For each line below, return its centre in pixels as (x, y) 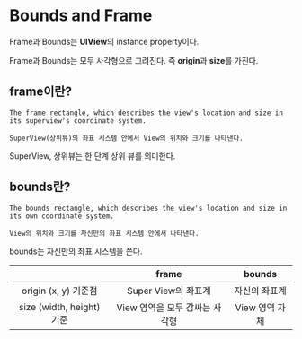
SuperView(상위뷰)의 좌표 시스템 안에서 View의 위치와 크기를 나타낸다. (127, 138)
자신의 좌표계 (260, 291)
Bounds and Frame (81, 16)
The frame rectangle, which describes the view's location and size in (146, 113)
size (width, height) (59, 307)
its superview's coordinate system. (78, 121)
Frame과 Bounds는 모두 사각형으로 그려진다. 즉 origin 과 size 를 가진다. (134, 60)
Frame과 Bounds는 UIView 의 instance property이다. (104, 41)
